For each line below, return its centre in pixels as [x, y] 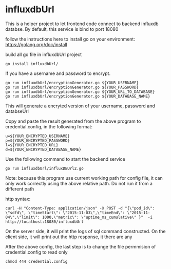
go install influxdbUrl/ [32, 64]
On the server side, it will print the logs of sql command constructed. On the [85, 231]
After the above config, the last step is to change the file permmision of [81, 246]
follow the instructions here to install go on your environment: [70, 39]
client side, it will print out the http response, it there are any [69, 237]
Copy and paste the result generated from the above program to [73, 121]
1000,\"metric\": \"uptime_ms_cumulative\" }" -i [97, 217]
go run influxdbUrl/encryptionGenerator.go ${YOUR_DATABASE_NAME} [78, 96]
